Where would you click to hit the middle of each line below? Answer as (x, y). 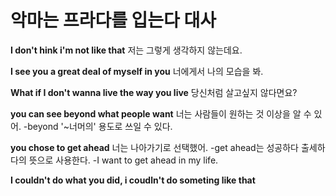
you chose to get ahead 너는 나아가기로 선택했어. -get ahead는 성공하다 (155, 147)
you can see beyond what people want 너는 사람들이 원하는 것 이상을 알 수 (161, 113)
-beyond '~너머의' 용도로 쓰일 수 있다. (98, 126)
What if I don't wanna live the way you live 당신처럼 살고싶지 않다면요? (154, 92)
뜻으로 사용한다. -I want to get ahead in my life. (123, 160)
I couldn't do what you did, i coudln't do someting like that (133, 180)
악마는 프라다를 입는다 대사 (113, 20)
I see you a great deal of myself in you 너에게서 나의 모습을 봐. (137, 71)
